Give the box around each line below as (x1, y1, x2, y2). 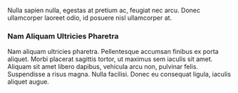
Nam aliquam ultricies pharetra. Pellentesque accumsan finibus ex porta (7, 48, 219, 56)
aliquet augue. (7, 77, 50, 86)
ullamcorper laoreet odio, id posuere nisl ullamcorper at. (7, 13, 172, 22)
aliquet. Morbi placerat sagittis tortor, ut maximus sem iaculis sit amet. (7, 55, 213, 63)
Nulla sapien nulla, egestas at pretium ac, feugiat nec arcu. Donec (7, 6, 201, 14)
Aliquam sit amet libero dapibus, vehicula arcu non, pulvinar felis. (7, 62, 198, 71)
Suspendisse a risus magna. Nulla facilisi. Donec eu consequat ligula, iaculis (7, 70, 232, 79)
